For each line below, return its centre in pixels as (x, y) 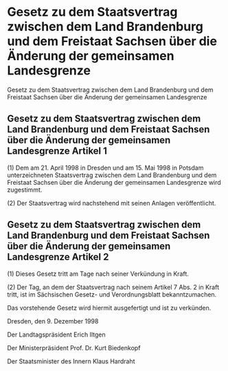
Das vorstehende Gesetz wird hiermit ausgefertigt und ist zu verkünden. (109, 308)
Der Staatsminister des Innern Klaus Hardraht (71, 361)
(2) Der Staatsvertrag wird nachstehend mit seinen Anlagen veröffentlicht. (112, 203)
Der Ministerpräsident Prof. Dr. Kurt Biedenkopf (74, 348)
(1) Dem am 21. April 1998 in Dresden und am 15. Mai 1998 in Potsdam (105, 168)
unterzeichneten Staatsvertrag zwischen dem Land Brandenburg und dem (112, 175)
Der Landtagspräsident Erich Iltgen (57, 334)
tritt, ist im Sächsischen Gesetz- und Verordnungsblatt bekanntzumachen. (112, 294)
